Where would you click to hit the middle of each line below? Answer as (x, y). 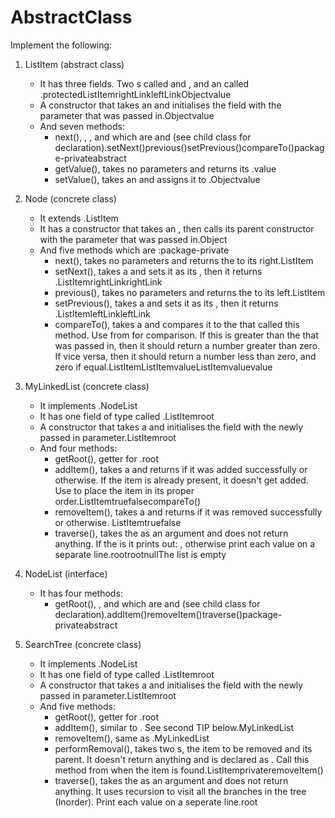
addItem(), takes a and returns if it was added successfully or (181, 469)
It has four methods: (81, 593)
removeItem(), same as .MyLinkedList (132, 738)
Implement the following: (61, 45)
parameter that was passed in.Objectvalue (127, 115)
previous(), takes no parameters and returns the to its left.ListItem (190, 292)
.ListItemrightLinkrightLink (108, 282)
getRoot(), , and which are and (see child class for (157, 603)
